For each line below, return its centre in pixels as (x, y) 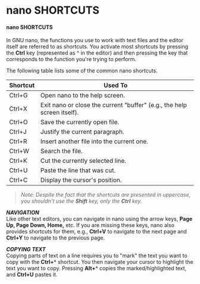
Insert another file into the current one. (95, 141)
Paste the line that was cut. (78, 171)
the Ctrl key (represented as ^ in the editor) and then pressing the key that (97, 53)
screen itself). (60, 112)
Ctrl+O (18, 122)
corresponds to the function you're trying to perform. (71, 59)
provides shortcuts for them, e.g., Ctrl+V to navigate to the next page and (97, 232)
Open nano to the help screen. (83, 96)
